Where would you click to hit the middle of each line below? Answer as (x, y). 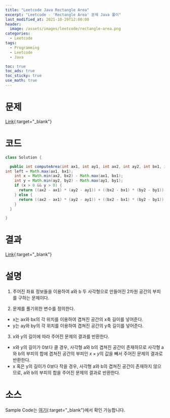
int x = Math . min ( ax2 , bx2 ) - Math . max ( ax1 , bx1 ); (69, 176)
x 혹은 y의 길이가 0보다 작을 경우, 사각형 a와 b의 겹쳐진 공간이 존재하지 (82, 366)
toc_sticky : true (24, 76)
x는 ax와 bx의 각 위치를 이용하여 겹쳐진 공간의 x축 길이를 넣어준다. (78, 320)
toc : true (16, 66)
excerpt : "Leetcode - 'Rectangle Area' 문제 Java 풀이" (63, 15)
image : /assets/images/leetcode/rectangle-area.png (66, 29)
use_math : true (21, 81)
